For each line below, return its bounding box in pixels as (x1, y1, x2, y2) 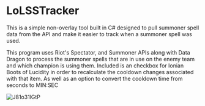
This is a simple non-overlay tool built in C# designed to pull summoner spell (6, 24, 199, 31)
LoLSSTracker (6, 4, 80, 18)
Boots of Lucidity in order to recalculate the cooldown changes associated (6, 68, 194, 75)
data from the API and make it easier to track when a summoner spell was (6, 30, 193, 37)
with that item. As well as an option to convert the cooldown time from (6, 75, 183, 82)
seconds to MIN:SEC (6, 81, 59, 89)
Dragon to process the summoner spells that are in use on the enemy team (6, 55, 195, 62)
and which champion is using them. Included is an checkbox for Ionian (6, 62, 184, 69)
